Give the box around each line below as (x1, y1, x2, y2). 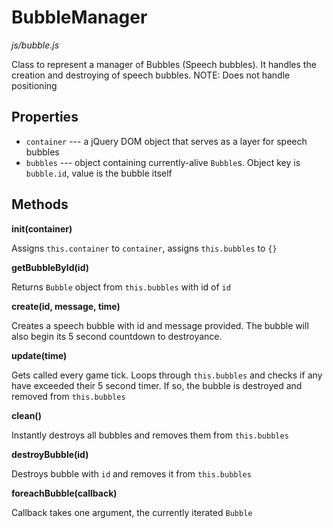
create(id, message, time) (11, 300, 121, 312)
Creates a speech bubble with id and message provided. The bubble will (11, 319, 309, 331)
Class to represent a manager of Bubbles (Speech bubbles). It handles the (11, 58, 317, 70)
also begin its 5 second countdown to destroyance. (11, 330, 223, 342)
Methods (11, 196, 69, 213)
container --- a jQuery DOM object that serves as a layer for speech (25, 135, 308, 147)
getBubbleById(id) (11, 261, 90, 273)
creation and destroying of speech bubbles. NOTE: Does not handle (11, 69, 291, 81)
